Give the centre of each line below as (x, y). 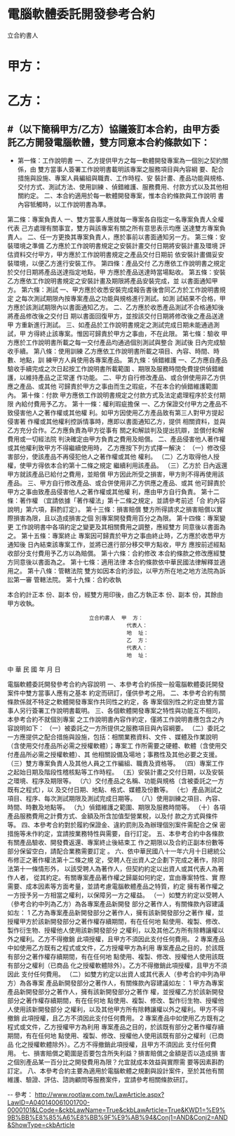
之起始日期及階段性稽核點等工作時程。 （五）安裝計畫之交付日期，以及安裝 (116, 772)
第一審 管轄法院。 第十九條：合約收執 (67, 580)
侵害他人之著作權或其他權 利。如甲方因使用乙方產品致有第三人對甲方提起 (119, 413)
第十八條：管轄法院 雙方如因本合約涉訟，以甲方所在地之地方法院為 (123, 571)
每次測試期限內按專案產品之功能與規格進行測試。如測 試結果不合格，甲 (123, 299)
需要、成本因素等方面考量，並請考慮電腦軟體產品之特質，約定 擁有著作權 (113, 886)
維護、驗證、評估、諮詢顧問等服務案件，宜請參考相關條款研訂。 (99, 1080)
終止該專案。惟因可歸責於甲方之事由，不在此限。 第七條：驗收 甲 (134, 334)
